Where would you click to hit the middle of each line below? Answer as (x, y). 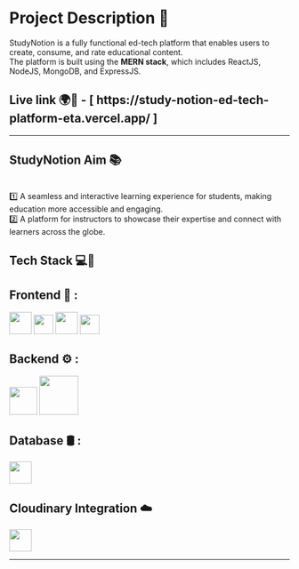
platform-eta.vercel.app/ (80, 119)
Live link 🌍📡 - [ (52, 100)
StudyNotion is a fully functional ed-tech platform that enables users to (139, 43)
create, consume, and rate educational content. (96, 52)
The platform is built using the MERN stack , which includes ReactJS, (135, 61)
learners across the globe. (57, 231)
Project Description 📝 (89, 18)
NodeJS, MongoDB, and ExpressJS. (75, 71)
